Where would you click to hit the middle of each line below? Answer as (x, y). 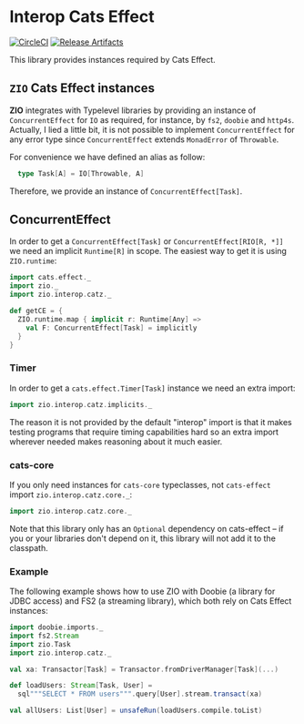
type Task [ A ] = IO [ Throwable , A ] (81, 173)
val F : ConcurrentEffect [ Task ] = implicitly (111, 328)
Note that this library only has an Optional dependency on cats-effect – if (147, 528)
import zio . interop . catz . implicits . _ (81, 404)
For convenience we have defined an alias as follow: (107, 157)
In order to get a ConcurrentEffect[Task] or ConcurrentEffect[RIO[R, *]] (147, 241)
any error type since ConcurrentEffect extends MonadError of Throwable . (144, 139)
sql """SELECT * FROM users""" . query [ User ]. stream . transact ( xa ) (140, 694)
